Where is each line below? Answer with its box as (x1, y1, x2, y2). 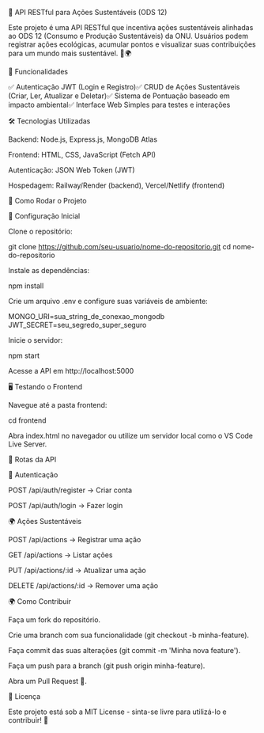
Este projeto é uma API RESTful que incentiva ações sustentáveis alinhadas (8, 23, 254, 32)
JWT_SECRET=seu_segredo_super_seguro (8, 321, 147, 329)
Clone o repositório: (8, 226, 73, 236)
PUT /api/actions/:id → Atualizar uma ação (8, 566, 146, 575)
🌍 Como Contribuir (8, 597, 72, 606)
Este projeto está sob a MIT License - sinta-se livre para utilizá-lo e (8, 707, 227, 716)
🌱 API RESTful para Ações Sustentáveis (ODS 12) (8, 8, 168, 17)
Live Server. (8, 439, 47, 449)
